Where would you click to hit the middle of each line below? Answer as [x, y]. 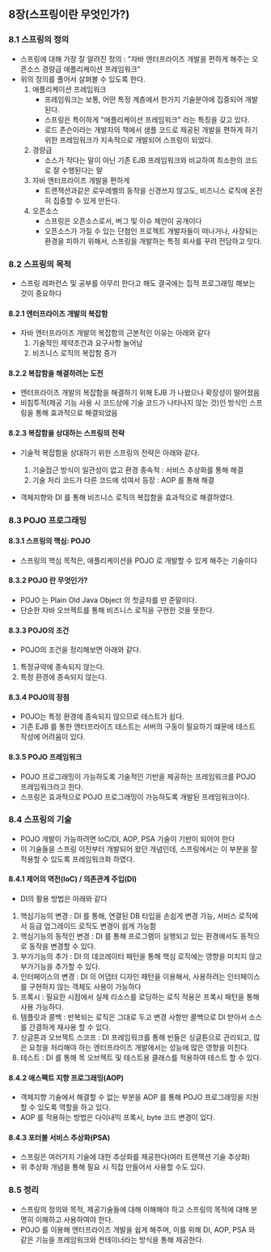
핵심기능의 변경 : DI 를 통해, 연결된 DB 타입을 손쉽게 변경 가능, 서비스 [128, 916]
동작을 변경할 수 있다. [62, 947]
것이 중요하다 [41, 293]
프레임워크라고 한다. [51, 786]
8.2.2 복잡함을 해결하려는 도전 [56, 373]
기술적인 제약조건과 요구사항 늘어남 [87, 343]
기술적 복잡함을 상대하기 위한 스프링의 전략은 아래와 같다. [110, 453]
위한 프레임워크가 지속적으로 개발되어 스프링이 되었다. [129, 139]
